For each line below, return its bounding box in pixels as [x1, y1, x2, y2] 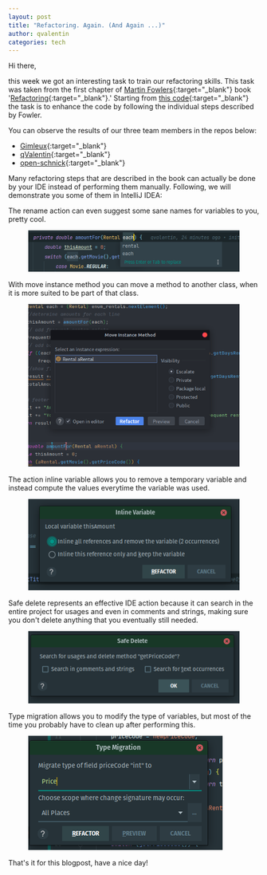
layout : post [8, 13, 52, 21]
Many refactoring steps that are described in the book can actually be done [8, 174, 257, 183]
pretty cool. [8, 215, 46, 224]
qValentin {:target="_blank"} [19, 150, 112, 160]
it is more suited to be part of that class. [8, 288, 139, 298]
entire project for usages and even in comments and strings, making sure [8, 606, 249, 616]
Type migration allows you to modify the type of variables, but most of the [8, 711, 251, 721]
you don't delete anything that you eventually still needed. [8, 615, 198, 625]
